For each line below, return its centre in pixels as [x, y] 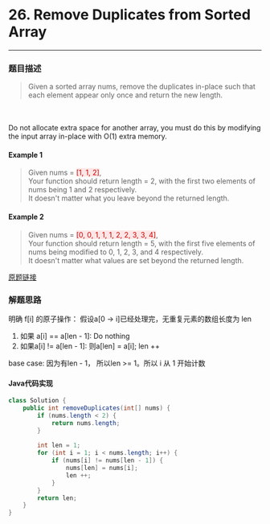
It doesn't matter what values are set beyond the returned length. [136, 260]
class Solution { [37, 401]
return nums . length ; [86, 423]
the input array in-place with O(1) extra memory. [88, 136]
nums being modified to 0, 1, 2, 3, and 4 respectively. [115, 252]
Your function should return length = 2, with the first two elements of [141, 181]
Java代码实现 [31, 383]
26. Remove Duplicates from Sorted [130, 15]
